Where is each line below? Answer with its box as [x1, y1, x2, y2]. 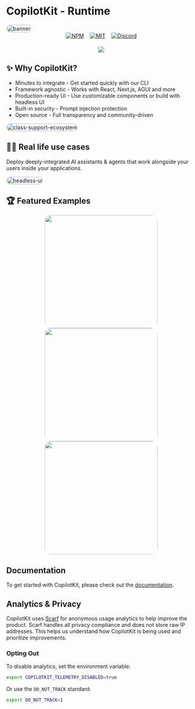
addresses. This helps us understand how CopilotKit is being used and [6, 628, 182, 635]
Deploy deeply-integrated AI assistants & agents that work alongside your [6, 158, 189, 165]
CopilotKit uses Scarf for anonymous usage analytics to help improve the [6, 615, 188, 622]
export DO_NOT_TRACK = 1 [6, 697, 63, 704]
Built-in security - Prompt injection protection [14, 104, 128, 112]
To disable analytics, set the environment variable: [6, 663, 131, 670]
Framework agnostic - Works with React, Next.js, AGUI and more [14, 86, 176, 93]
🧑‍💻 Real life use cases [6, 142, 90, 152]
